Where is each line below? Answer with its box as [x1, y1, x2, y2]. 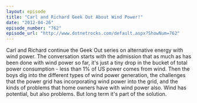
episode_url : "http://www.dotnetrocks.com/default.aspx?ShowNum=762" [6, 31, 181, 36]
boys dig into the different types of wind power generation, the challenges [6, 72, 186, 79]
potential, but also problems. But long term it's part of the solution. [6, 91, 167, 98]
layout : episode [6, 8, 46, 15]
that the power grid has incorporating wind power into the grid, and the [6, 78, 178, 85]
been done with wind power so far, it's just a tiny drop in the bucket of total [6, 59, 188, 67]
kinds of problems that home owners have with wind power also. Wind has [6, 84, 187, 91]
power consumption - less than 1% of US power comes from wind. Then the [6, 65, 190, 72]
